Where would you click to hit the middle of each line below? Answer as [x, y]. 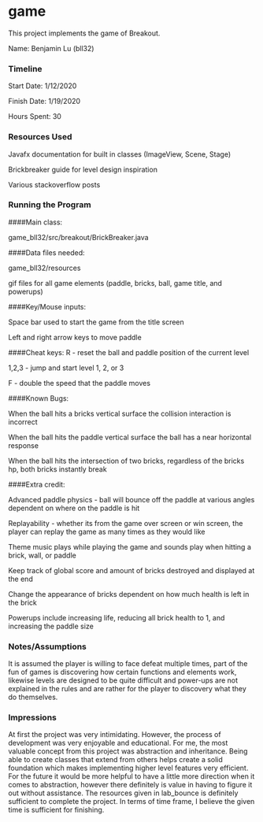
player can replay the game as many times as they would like [107, 531]
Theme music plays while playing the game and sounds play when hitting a [130, 546]
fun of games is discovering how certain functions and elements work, [122, 672]
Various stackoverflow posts [54, 184]
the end [20, 579]
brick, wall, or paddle [42, 555]
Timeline [25, 68]
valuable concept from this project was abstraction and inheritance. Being [128, 751]
